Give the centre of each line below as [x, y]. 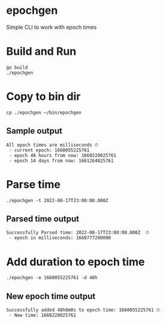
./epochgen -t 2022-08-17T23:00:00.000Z [58, 200]
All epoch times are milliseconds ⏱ [52, 145]
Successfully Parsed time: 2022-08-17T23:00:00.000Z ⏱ [78, 233]
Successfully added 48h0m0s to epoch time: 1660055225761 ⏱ [83, 310]
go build [17, 67]
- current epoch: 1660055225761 [49, 150]
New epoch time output [51, 296]
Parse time [34, 184]
